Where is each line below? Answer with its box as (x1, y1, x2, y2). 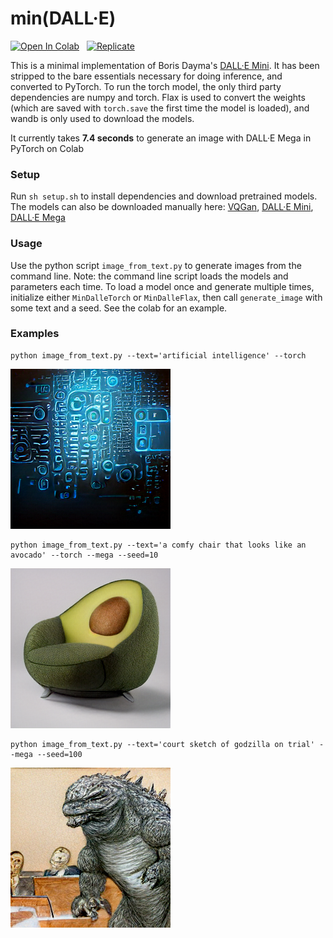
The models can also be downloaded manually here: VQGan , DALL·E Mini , (10, 201, 314, 213)
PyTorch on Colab (10, 142, 84, 154)
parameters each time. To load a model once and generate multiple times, (10, 280, 315, 292)
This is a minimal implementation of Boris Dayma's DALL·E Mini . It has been (10, 59, 320, 71)
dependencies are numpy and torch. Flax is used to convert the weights (10, 91, 306, 103)
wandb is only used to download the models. (10, 112, 195, 124)
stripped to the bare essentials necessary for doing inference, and (10, 70, 283, 82)
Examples (10, 327, 60, 341)
